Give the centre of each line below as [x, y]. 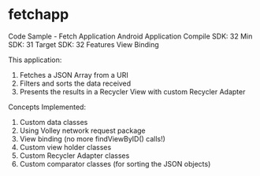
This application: [35, 60]
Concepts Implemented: [47, 107]
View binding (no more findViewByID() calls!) [92, 138]
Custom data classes [54, 122]
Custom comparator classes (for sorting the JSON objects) [115, 163]
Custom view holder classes [65, 147]
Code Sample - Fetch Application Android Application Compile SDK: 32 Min [130, 36]
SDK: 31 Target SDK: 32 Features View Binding [84, 44]
